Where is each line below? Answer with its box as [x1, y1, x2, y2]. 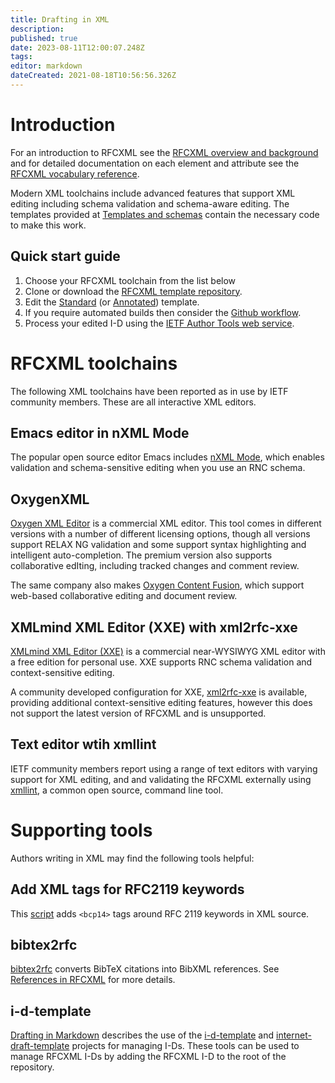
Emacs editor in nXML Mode [10, 424, 190, 441]
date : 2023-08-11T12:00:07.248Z [10, 42, 145, 53]
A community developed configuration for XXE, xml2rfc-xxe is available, [10, 686, 308, 698]
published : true [10, 33, 78, 43]
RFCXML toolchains [10, 352, 178, 375]
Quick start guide [10, 248, 121, 265]
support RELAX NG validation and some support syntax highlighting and [10, 539, 307, 551]
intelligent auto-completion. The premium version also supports [10, 549, 273, 561]
